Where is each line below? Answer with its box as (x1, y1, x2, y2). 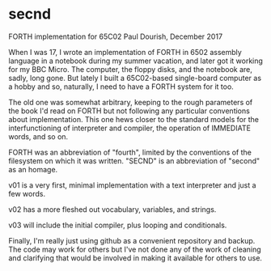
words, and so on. (8, 131, 69, 142)
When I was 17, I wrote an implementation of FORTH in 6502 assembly (8, 47, 243, 57)
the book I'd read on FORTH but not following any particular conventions (8, 106, 251, 116)
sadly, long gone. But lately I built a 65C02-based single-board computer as (8, 73, 261, 83)
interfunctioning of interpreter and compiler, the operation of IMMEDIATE (8, 123, 251, 133)
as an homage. (8, 164, 58, 174)
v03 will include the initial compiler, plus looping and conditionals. (8, 220, 227, 230)
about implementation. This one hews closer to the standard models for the (8, 114, 259, 124)
